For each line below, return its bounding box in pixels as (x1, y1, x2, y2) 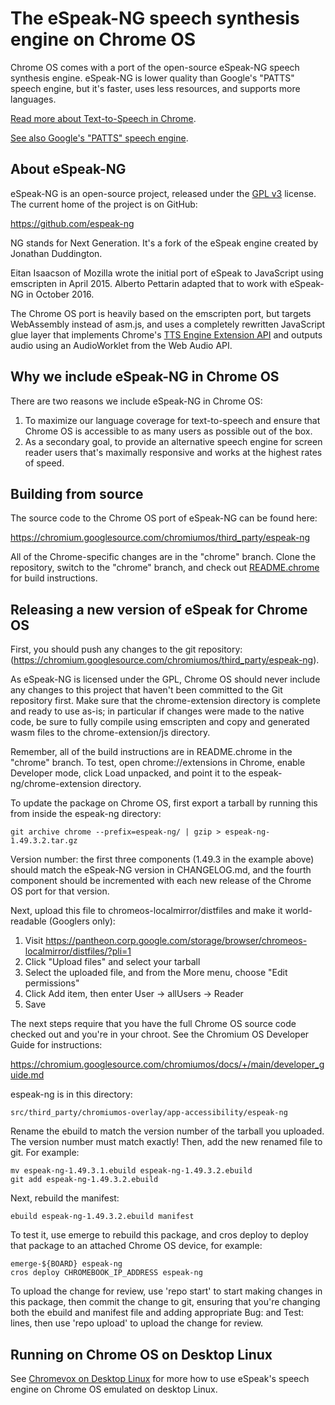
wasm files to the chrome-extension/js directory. (10, 727, 211, 739)
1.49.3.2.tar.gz (10, 836, 78, 846)
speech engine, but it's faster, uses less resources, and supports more (10, 82, 301, 94)
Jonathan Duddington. (10, 247, 103, 259)
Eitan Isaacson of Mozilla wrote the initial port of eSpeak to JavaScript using (10, 267, 324, 279)
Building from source (10, 485, 144, 502)
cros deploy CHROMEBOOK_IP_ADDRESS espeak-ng (10, 1268, 203, 1278)
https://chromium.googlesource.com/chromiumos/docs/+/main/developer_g (10, 1058, 325, 1071)
